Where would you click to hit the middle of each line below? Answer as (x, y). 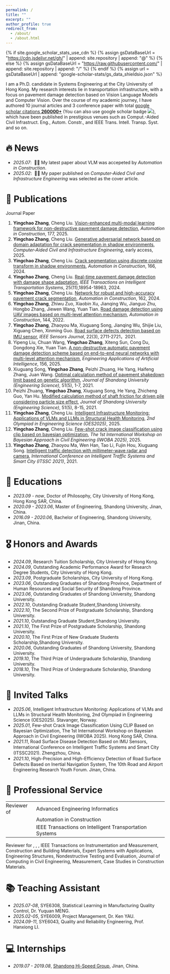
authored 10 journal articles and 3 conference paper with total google (78, 105)
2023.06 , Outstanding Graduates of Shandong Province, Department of (87, 583)
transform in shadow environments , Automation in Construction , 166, (84, 266)
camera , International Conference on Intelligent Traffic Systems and (84, 456)
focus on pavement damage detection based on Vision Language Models (82, 95)
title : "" (16, 15)
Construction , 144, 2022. (39, 320)
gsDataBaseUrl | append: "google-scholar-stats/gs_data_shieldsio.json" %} (84, 74)
